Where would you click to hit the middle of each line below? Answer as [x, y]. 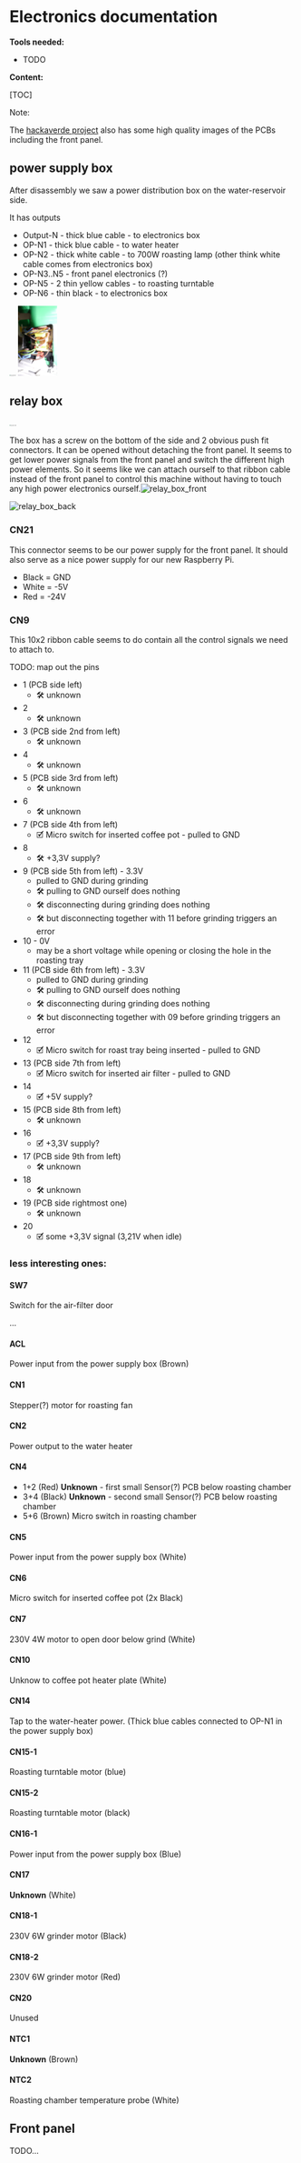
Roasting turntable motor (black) [70, 1813]
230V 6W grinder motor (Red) [65, 1977]
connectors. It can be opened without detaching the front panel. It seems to [150, 450]
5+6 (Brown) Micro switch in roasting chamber [110, 1516]
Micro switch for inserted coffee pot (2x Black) [97, 1598]
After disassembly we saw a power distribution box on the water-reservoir [148, 190]
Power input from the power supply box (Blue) [96, 1854]
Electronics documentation [114, 17]
